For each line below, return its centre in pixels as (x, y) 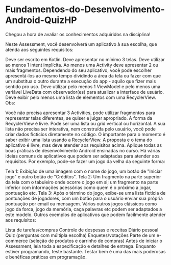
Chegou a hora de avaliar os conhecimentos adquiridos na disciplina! (78, 34)
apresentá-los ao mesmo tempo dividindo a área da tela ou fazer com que (83, 75)
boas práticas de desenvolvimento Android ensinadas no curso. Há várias (83, 150)
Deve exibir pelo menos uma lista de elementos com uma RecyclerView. (81, 97)
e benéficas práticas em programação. (46, 257)
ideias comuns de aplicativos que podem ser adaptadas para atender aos (82, 156)
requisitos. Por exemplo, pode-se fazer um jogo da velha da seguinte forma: (85, 161)
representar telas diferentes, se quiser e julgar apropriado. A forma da (79, 118)
